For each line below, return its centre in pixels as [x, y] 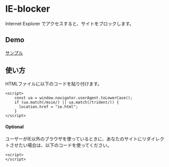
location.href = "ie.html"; [48, 107]
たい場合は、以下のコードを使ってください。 [65, 145]
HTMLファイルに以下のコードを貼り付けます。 [54, 83]
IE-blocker [28, 9]
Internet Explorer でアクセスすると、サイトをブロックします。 [70, 23]
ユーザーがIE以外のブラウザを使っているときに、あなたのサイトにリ [76, 138]
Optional [14, 127]
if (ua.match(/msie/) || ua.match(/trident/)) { [67, 102]
